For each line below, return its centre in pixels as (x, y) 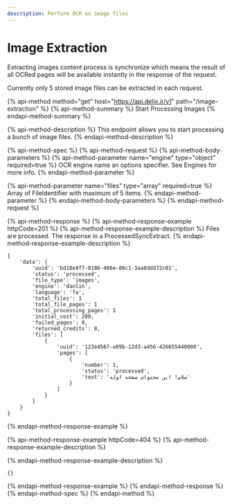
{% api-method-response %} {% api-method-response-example (99, 221)
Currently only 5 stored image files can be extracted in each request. (105, 88)
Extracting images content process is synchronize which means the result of (116, 67)
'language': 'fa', (59, 292)
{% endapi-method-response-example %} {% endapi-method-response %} (115, 486)
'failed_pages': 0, (60, 323)
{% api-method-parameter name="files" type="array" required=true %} (110, 186)
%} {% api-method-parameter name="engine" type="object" (128, 157)
